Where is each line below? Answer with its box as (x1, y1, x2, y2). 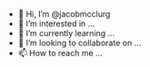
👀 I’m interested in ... (17, 18, 95, 29)
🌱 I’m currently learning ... (17, 28, 115, 38)
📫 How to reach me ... (17, 48, 103, 58)
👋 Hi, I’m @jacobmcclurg (17, 9, 111, 19)
